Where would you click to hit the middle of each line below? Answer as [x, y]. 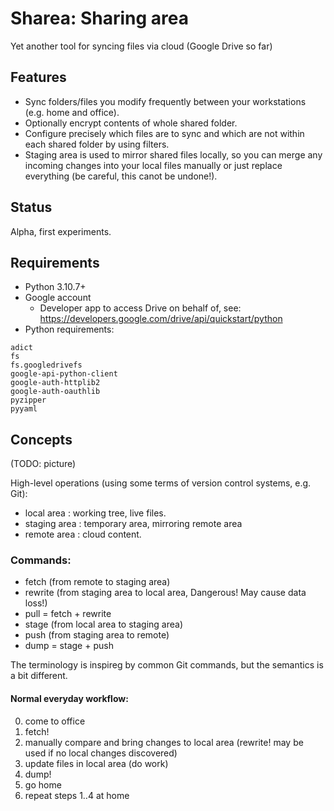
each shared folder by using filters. [97, 144]
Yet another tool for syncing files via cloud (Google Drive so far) [141, 46]
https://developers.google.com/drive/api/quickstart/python [161, 319]
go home [43, 784]
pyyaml [24, 409]
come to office [55, 721]
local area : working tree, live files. [95, 513]
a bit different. [39, 676]
